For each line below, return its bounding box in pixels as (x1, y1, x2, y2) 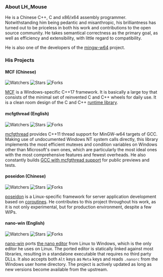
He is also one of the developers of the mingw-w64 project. (5, 45, 125, 51)
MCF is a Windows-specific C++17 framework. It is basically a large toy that (5, 89, 158, 95)
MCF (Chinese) (5, 69, 37, 75)
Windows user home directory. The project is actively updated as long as (5, 261, 152, 267)
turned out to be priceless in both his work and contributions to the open (5, 25, 151, 31)
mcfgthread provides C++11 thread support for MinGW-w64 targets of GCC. (5, 131, 158, 137)
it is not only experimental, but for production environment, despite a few (5, 204, 152, 210)
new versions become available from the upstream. (5, 267, 108, 273)
